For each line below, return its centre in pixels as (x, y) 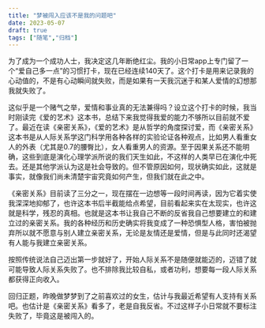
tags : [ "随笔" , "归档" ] (43, 38)
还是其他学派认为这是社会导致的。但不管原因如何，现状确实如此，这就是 (139, 167)
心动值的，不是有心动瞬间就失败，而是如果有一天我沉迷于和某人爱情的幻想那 (132, 81)
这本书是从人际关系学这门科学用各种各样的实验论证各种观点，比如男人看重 (129, 137)
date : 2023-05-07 (37, 23)
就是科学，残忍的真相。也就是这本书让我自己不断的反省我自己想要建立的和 (129, 213)
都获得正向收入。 (36, 279)
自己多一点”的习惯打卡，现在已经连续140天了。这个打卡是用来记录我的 (139, 71)
